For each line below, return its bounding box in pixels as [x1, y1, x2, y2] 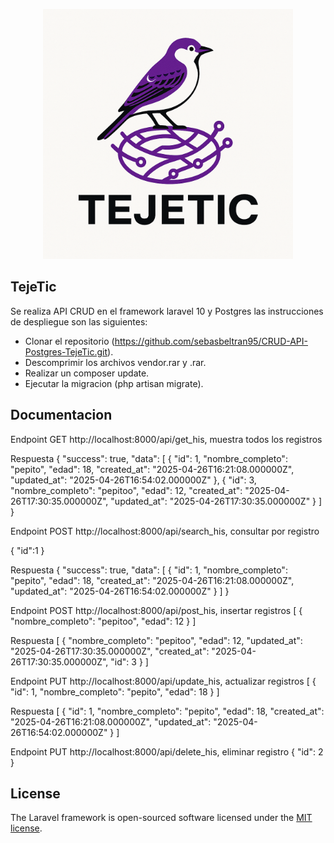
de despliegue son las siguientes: [10, 315, 148, 328]
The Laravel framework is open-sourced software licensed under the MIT [10, 812, 313, 824]
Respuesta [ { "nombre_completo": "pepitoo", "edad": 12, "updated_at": [10, 634, 303, 646]
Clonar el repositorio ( [24, 335, 115, 347]
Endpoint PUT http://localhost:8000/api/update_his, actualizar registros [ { [10, 675, 317, 687]
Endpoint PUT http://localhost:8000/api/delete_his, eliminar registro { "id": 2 [10, 745, 324, 758]
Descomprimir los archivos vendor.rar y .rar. [24, 356, 207, 368]
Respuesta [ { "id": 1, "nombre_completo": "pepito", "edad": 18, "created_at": [10, 705, 325, 717]
